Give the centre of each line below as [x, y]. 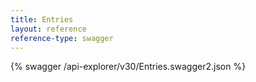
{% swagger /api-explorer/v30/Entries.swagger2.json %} [128, 67]
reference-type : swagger [62, 38]
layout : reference [48, 29]
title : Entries [42, 19]
